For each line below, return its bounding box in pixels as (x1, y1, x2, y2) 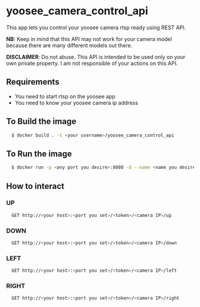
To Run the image (6, 148, 73, 159)
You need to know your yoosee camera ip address (14, 99, 139, 106)
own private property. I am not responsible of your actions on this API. (6, 60, 178, 67)
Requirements (6, 77, 60, 87)
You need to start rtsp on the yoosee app (14, 92, 116, 100)
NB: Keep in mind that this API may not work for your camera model (6, 35, 173, 42)
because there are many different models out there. (6, 42, 133, 49)
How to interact (6, 181, 64, 191)
